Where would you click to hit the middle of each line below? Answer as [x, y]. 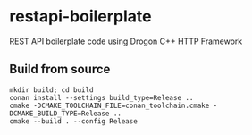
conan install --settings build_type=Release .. [101, 97]
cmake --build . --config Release [74, 121]
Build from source [60, 69]
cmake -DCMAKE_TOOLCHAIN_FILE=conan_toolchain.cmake [109, 105]
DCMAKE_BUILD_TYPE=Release [59, 114]
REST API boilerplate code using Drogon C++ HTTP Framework [126, 41]
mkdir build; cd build [51, 90]
